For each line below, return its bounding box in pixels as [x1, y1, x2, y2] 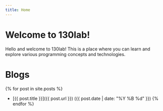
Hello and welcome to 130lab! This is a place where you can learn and [5, 46, 150, 52]
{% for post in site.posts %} [5, 85, 63, 91]
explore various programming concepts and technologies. [5, 51, 126, 57]
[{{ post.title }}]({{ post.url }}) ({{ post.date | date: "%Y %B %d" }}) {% [12, 95, 159, 101]
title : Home [5, 7, 30, 13]
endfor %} [12, 100, 34, 106]
